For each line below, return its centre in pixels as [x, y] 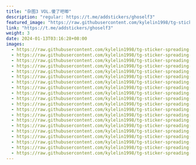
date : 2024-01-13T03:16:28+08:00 [47, 39]
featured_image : [26, 22]
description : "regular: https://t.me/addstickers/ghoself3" [81, 17]
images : [15, 44]
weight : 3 [18, 33]
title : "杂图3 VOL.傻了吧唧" [39, 11]
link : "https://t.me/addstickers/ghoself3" [60, 28]
